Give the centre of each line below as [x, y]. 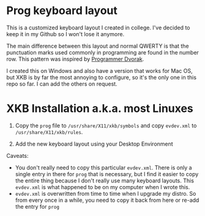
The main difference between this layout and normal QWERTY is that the [98, 46]
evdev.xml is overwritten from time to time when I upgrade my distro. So [106, 193]
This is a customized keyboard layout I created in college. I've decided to [98, 28]
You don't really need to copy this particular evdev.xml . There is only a [103, 167]
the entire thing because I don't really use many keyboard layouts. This [105, 181]
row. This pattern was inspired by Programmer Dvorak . [75, 59]
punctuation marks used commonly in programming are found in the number [102, 52]
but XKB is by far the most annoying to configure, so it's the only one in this [102, 77]
